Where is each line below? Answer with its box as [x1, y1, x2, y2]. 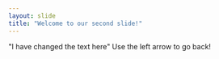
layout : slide [8, 11, 57, 20]
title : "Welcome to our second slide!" [8, 19, 143, 27]
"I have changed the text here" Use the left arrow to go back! [8, 41, 212, 51]
